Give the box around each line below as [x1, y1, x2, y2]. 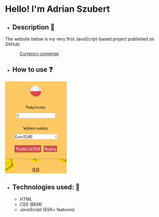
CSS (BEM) [19, 201, 43, 207]
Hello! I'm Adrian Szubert [5, 3, 110, 15]
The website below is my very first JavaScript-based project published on [5, 36, 155, 42]
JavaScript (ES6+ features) [19, 206, 75, 212]
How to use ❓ [12, 65, 53, 74]
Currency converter [19, 51, 59, 56]
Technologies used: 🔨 [12, 183, 80, 191]
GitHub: [5, 41, 21, 47]
